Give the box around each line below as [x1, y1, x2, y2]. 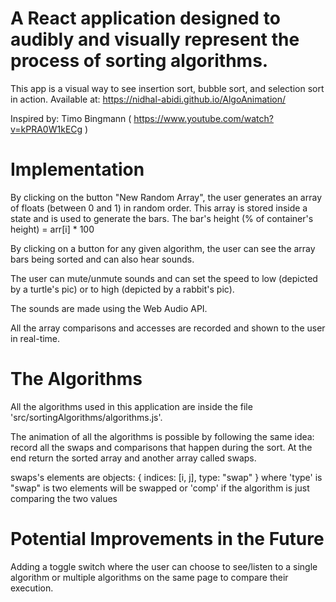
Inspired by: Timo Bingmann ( [10, 112, 132, 124]
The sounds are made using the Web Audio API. [10, 302, 208, 314]
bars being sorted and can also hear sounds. [10, 253, 195, 265]
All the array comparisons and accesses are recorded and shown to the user [10, 322, 326, 334]
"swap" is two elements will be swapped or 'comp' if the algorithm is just [10, 482, 310, 494]
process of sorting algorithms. [10, 50, 269, 72]
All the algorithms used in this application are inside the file [10, 400, 253, 412]
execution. [10, 582, 54, 594]
